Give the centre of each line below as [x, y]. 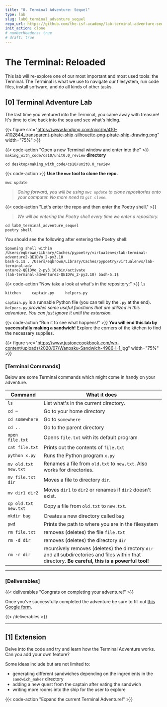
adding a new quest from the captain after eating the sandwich [77, 685]
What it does [102, 395]
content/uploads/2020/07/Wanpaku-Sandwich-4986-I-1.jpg [67, 348]
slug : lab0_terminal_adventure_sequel [45, 19]
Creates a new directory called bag [84, 516]
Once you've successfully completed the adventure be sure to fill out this [80, 602]
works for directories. [69, 470]
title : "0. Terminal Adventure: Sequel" [48, 10]
